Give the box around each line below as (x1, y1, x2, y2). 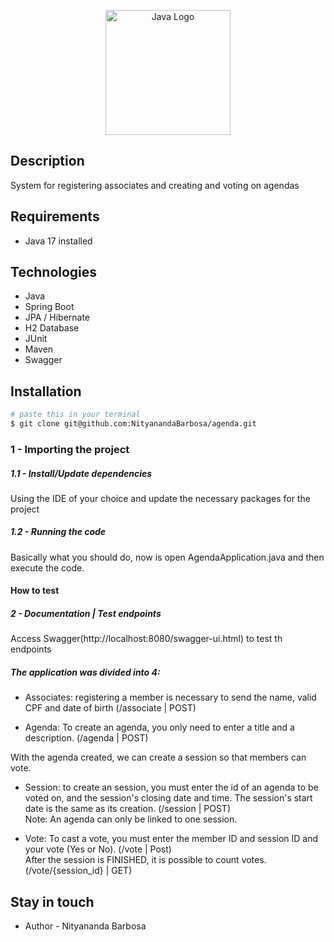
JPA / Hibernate (24, 311, 91, 324)
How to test (10, 585, 60, 597)
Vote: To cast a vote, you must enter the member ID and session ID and (24, 833, 319, 845)
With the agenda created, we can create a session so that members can (10, 751, 307, 764)
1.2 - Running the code (10, 526, 107, 538)
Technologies (10, 264, 98, 281)
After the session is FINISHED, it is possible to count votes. (24, 854, 267, 866)
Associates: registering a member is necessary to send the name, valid (24, 691, 317, 704)
